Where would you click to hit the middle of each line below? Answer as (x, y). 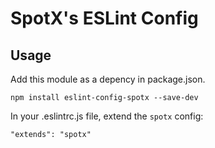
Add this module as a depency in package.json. (108, 79)
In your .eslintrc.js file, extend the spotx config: (107, 116)
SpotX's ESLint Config (104, 18)
